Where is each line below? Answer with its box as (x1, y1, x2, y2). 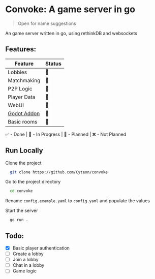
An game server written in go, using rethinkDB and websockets (5, 30, 138, 36)
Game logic (12, 268, 37, 274)
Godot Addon (8, 110, 40, 117)
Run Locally (5, 146, 43, 155)
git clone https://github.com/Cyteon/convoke (10, 169, 108, 175)
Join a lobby (12, 257, 39, 263)
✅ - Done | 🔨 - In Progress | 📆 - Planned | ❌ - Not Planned (5, 131, 126, 137)
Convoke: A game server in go (5, 4, 136, 15)
